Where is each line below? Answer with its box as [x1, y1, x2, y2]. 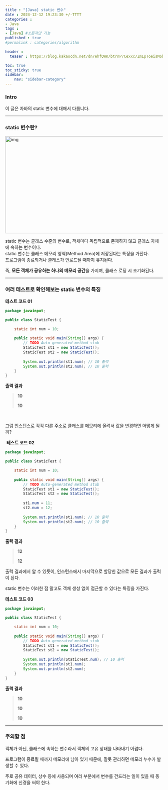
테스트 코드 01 [5, 298, 32, 304]
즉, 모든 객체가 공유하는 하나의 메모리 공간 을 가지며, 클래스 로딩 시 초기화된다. [5, 267, 155, 273]
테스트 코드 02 [6, 440, 35, 446]
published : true [5, 36, 41, 41]
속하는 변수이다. [10, 244, 41, 250]
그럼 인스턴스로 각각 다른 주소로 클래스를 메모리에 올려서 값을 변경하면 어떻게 [5, 423, 155, 429]
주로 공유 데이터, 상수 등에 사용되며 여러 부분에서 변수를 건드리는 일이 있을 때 [5, 773, 154, 779]
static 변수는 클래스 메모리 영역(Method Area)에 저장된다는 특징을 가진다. [5, 250, 149, 256]
